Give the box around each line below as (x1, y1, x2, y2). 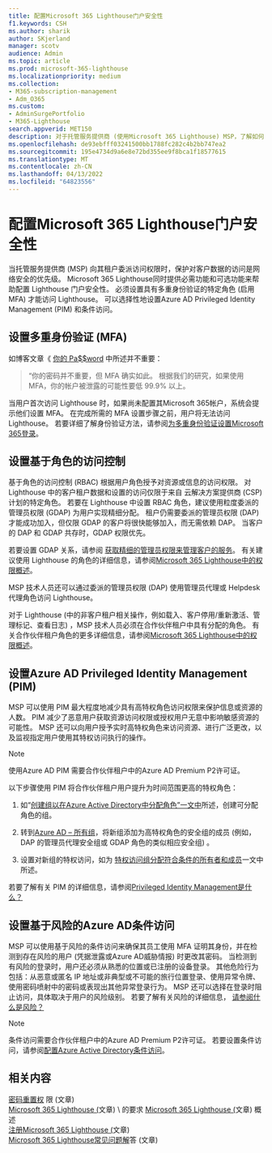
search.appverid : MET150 (8, 125, 92, 133)
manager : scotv (8, 42, 60, 50)
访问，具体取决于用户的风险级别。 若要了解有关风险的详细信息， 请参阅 (15, 992, 253, 1002)
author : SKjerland (8, 34, 70, 43)
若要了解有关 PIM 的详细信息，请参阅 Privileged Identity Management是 (8, 882, 245, 892)
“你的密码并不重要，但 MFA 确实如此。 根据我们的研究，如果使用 (28, 371, 244, 380)
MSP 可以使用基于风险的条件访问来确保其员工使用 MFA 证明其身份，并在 (8, 941, 251, 951)
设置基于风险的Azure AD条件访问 (8, 918, 176, 932)
